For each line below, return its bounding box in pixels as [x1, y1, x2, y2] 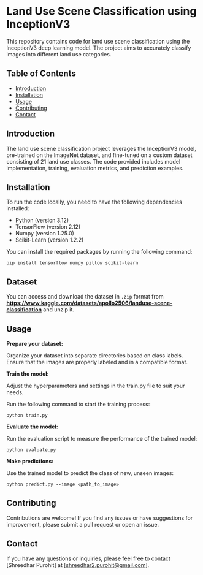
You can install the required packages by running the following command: [6, 248, 193, 256]
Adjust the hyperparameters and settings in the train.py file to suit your [6, 382, 185, 389]
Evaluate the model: [6, 423, 58, 430]
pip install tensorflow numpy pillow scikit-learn [6, 260, 139, 266]
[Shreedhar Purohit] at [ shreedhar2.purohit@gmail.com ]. [6, 561, 150, 568]
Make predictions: [6, 458, 54, 465]
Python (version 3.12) [15, 216, 69, 224]
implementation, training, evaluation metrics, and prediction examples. [6, 164, 184, 172]
